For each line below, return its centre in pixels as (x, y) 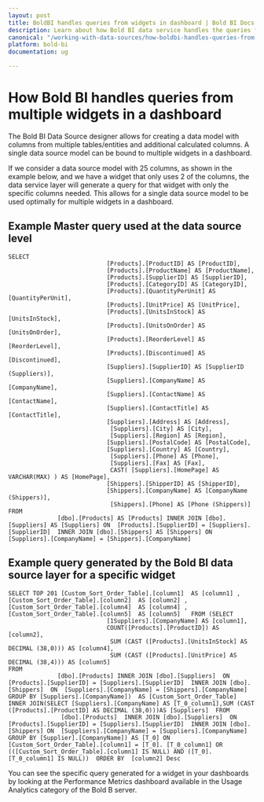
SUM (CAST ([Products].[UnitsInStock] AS (178, 642)
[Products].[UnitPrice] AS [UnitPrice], (174, 305)
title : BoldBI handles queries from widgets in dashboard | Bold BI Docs (132, 23)
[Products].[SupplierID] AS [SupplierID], (177, 277)
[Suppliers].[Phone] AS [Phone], (165, 456)
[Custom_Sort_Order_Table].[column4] (70, 607)
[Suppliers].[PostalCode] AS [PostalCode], (179, 442)
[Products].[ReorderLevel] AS (156, 339)
